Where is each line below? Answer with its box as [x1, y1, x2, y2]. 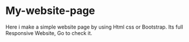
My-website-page [5, 4, 95, 17]
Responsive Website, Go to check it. [5, 29, 92, 36]
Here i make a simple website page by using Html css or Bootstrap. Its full [5, 23, 184, 30]
